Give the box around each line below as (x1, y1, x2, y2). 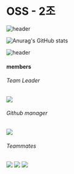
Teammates (6, 142, 37, 149)
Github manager (6, 110, 48, 117)
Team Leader (6, 77, 40, 85)
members (6, 62, 32, 70)
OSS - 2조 (6, 4, 56, 18)
